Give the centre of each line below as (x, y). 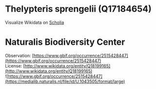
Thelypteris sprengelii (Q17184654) (78, 9)
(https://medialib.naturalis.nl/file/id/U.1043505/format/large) (65, 81)
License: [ (15, 66)
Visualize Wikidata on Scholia (35, 22)
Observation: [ (19, 55)
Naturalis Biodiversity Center (65, 42)
